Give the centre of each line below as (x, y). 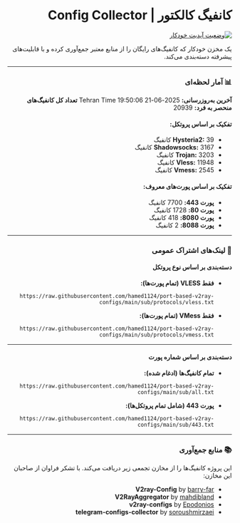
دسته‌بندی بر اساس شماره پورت (190, 357)
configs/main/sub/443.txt (176, 425)
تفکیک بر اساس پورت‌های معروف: (188, 187)
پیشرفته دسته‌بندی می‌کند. (198, 56)
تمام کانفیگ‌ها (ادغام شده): (179, 373)
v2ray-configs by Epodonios (172, 504)
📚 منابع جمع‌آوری (205, 450)
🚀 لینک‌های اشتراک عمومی (192, 250)
